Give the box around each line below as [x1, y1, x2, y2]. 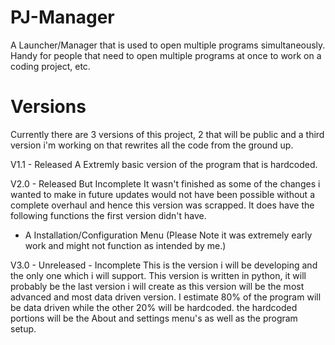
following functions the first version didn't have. [10, 209, 207, 221]
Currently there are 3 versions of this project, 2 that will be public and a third [10, 128, 325, 140]
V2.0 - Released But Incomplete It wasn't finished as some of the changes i [10, 177, 321, 190]
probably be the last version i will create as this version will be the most [10, 280, 305, 292]
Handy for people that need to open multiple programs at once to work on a [10, 49, 322, 61]
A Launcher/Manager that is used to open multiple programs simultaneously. [10, 39, 326, 51]
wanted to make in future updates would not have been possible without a [10, 188, 315, 200]
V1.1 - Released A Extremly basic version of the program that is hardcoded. [10, 158, 318, 170]
